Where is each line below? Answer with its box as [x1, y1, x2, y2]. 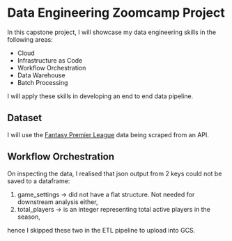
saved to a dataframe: [7, 176, 70, 185]
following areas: [7, 35, 54, 43]
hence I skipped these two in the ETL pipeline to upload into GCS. [7, 226, 196, 234]
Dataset [7, 112, 42, 124]
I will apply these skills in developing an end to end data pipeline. [7, 92, 194, 100]
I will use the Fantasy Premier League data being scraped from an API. [7, 130, 209, 139]
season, [17, 212, 40, 221]
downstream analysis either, [17, 197, 99, 206]
